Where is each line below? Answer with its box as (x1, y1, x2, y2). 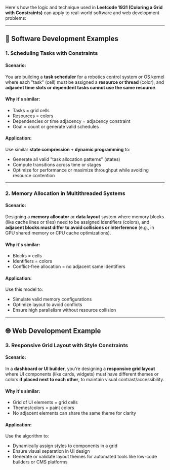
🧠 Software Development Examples (5, 35, 119, 43)
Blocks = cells (12, 253, 42, 259)
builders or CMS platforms (12, 459, 68, 465)
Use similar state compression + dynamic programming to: (5, 146, 131, 152)
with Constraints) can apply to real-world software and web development (5, 10, 160, 16)
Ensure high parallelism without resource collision (12, 307, 116, 313)
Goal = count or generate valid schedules (12, 123, 99, 129)
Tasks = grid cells (12, 107, 50, 113)
